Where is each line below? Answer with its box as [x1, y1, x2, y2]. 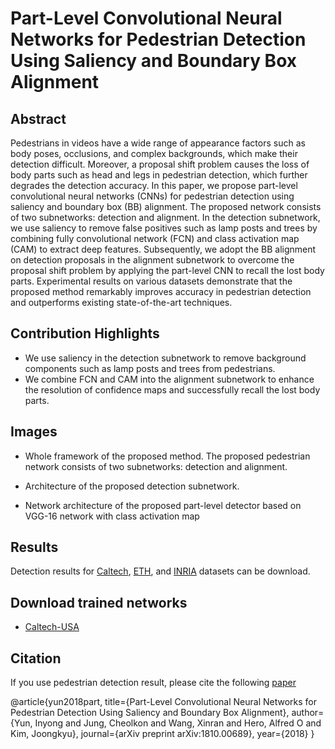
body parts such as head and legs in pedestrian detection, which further [10, 169, 308, 181]
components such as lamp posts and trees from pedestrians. [24, 362, 276, 374]
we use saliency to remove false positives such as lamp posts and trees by [10, 222, 318, 234]
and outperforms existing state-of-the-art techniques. [10, 297, 233, 308]
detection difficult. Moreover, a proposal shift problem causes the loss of [10, 158, 310, 170]
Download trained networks [10, 594, 188, 611]
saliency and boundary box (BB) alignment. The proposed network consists [10, 201, 322, 212]
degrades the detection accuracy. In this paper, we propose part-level [10, 180, 298, 191]
